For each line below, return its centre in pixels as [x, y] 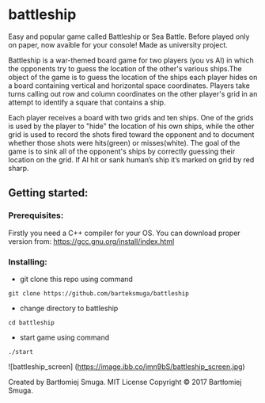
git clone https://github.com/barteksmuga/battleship [99, 293]
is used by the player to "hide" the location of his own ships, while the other [131, 126]
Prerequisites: [36, 215]
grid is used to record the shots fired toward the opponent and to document [131, 134]
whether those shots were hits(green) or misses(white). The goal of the [124, 143]
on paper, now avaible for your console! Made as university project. [118, 44]
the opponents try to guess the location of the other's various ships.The [125, 68]
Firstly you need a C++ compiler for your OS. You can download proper [124, 233]
